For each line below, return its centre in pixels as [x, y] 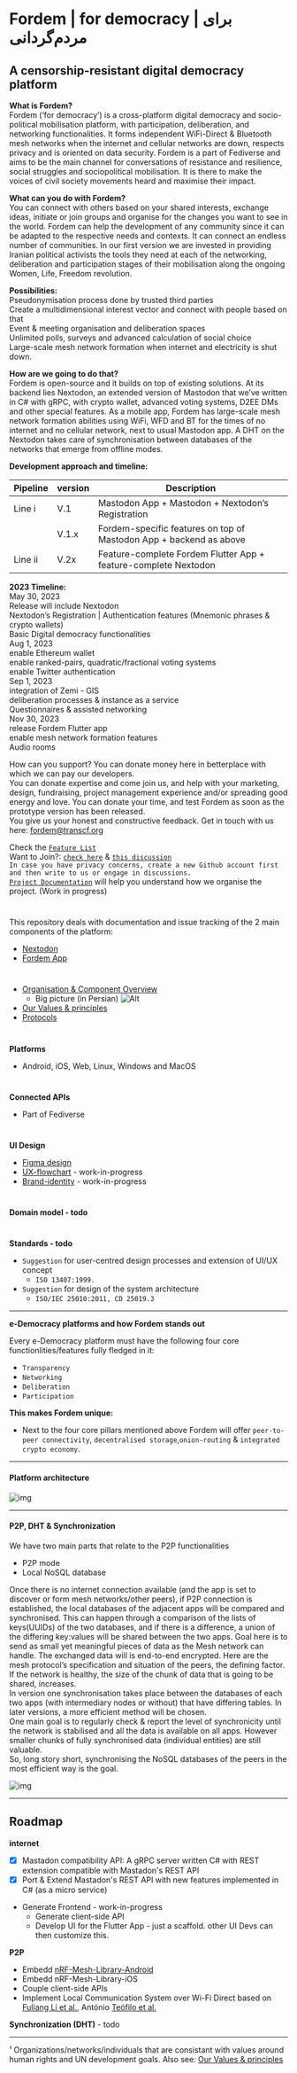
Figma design [47, 1162]
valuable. [26, 1750]
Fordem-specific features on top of [171, 529]
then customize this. [72, 1935]
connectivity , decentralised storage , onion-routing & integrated [161, 1439]
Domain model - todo [49, 1212]
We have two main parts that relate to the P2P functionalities [119, 1546]
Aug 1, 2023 [31, 643]
